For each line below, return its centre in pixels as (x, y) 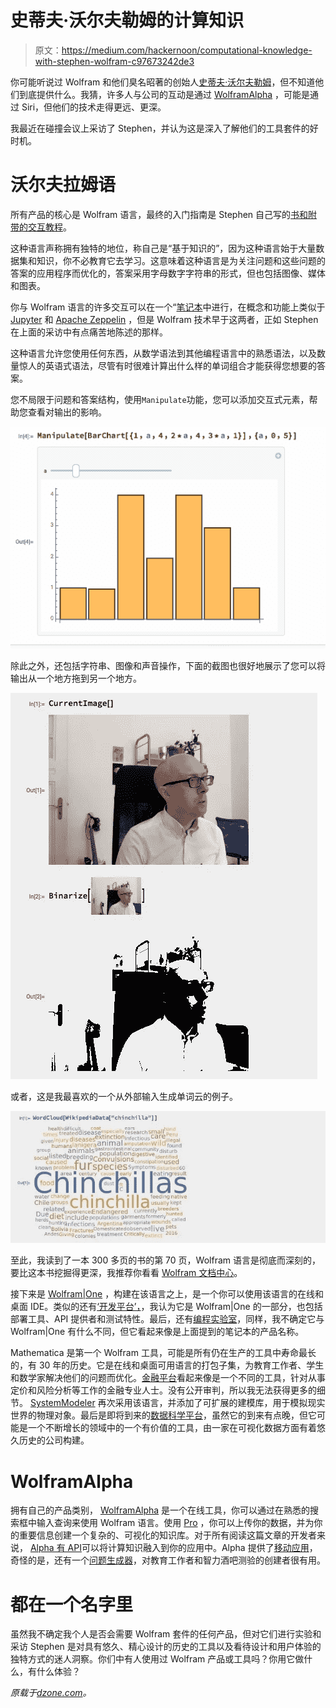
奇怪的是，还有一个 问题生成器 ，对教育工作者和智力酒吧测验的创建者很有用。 (168, 1560)
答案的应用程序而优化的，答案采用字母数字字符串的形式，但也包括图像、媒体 (168, 273)
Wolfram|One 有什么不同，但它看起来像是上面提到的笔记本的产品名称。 (157, 1332)
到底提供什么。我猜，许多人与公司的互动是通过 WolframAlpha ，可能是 (164, 94)
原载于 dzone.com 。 (51, 1693)
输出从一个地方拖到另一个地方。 (76, 678)
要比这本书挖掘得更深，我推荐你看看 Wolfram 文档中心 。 (126, 1273)
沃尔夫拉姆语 (63, 185)
